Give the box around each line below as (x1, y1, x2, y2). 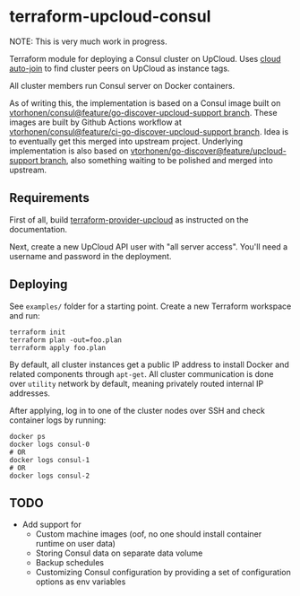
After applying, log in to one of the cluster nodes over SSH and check (9, 405, 266, 416)
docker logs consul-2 (9, 471, 90, 480)
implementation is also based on (9, 145, 129, 156)
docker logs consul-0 (9, 440, 90, 449)
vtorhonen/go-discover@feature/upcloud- (130, 145, 287, 156)
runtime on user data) (35, 539, 116, 549)
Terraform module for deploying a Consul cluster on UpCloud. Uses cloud (9, 53, 281, 64)
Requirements (9, 190, 90, 206)
